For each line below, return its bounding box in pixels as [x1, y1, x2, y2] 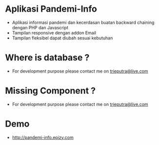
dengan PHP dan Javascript [12, 24, 68, 30]
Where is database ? [5, 52, 90, 63]
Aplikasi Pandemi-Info [5, 3, 98, 15]
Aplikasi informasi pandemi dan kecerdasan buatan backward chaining [12, 19, 155, 25]
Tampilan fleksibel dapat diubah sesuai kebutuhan [12, 35, 113, 41]
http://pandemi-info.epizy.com [12, 134, 74, 140]
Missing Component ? [5, 85, 96, 96]
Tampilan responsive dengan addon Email [12, 30, 97, 36]
